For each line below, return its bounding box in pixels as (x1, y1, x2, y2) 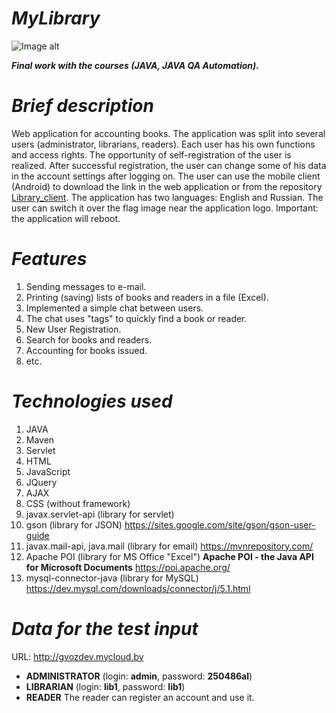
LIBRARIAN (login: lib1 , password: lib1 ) (25, 680, 186, 692)
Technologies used (11, 390, 173, 412)
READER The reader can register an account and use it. (25, 691, 255, 703)
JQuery (25, 476, 58, 488)
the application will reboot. (11, 212, 121, 224)
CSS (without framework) (25, 497, 131, 509)
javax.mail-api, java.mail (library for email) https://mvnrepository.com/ (25, 540, 314, 552)
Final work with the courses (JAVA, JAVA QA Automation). (11, 59, 259, 71)
